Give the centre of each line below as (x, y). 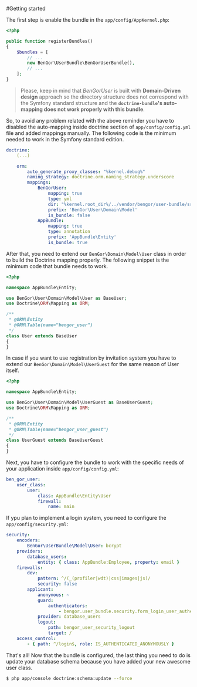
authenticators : (68, 606)
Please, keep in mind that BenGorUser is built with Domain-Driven (101, 90)
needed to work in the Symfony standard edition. (65, 139)
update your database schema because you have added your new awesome (98, 661)
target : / (60, 633)
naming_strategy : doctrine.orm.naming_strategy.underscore (101, 177)
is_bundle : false (69, 215)
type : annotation (69, 232)
